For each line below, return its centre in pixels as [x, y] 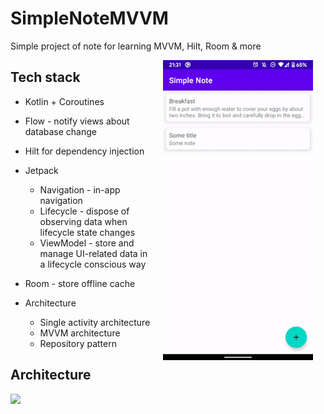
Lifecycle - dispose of [84, 211]
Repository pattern [78, 343]
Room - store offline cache [80, 283]
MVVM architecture [80, 333]
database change [60, 131]
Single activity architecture [95, 322]
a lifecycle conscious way [93, 264]
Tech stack [45, 77]
